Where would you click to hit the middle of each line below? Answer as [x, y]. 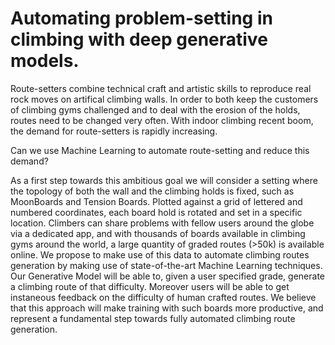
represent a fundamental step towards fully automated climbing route [153, 318]
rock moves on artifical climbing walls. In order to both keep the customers [164, 99]
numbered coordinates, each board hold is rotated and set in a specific [156, 212]
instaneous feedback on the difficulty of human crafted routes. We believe [163, 297]
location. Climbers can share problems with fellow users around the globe [162, 223]
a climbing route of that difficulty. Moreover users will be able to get [150, 286]
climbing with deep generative [139, 39]
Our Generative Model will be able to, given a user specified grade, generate [167, 276]
